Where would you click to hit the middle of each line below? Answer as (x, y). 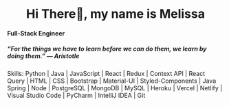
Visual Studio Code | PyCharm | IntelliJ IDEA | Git (76, 95)
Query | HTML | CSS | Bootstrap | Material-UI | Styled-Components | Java (112, 81)
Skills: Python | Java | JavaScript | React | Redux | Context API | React (106, 73)
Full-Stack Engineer (36, 33)
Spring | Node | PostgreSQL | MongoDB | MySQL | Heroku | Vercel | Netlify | (115, 88)
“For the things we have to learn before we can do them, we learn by (107, 49)
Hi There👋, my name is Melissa (116, 14)
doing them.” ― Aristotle (43, 56)
